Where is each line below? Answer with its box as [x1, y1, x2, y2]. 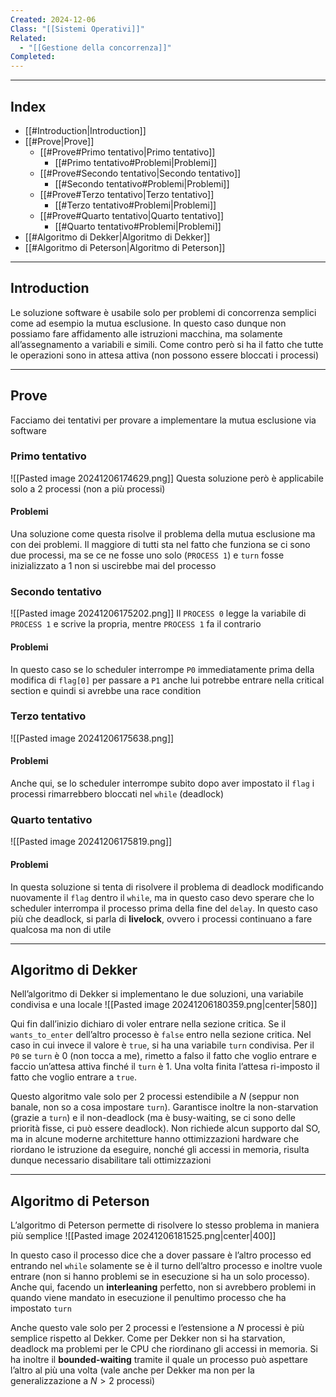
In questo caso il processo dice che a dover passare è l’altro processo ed [10, 1249, 312, 1261]
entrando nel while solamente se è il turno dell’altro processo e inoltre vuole [10, 1260, 323, 1272]
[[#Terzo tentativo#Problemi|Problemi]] [54, 199, 217, 211]
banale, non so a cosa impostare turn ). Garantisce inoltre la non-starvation [10, 1101, 319, 1113]
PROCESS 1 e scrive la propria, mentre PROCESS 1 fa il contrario [10, 618, 262, 630]
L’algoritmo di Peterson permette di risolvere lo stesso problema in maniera [10, 1219, 320, 1231]
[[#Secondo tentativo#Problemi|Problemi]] [54, 177, 230, 190]
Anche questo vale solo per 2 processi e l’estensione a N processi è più [10, 1322, 305, 1334]
